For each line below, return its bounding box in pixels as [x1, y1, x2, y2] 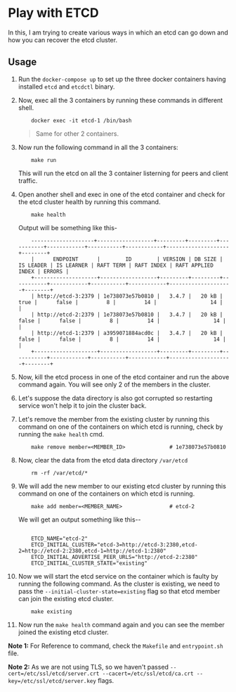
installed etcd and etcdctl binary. [18, 82, 115, 91]
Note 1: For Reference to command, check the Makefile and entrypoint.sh [8, 641, 223, 650]
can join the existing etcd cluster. [18, 594, 114, 603]
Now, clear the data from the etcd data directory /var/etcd [18, 455, 188, 464]
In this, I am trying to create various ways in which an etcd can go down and [8, 28, 229, 37]
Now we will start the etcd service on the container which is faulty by [18, 572, 218, 580]
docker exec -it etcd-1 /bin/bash [31, 117, 132, 124]
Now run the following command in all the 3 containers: [18, 143, 178, 151]
